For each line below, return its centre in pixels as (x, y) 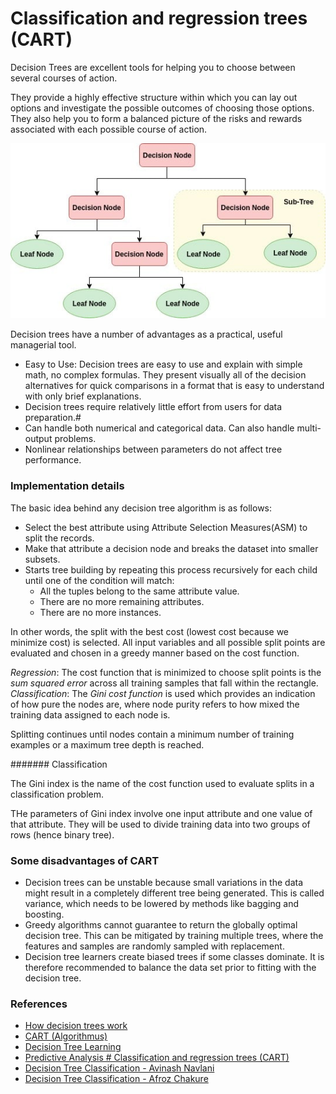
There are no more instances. (100, 612)
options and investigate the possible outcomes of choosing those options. (162, 108)
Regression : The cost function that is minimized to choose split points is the (166, 672)
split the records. (59, 538)
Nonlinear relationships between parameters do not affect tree (153, 449)
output (38, 439)
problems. (75, 439)
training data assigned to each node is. (90, 714)
